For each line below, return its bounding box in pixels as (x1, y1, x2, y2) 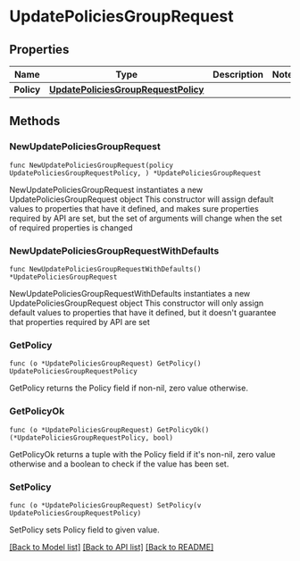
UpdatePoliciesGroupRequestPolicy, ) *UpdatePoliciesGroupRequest (9, 168, 262, 178)
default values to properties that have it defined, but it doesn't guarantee (9, 306, 277, 318)
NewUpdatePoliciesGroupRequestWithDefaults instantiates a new (9, 288, 251, 298)
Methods (9, 113, 61, 129)
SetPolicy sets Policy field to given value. (9, 524, 161, 535)
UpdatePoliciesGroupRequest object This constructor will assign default (9, 194, 274, 205)
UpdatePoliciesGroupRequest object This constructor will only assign (9, 297, 264, 308)
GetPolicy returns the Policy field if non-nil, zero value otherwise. (9, 382, 248, 394)
